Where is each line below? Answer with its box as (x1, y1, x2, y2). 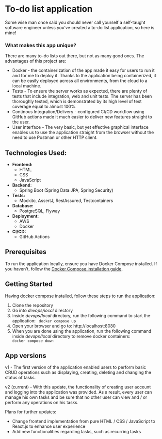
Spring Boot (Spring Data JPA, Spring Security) (19, 187, 113, 193)
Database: (12, 203, 34, 209)
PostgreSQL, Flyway (19, 208, 60, 214)
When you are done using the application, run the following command (12, 328, 152, 334)
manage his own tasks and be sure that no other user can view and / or (5, 394, 147, 400)
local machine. (12, 83, 42, 89)
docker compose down (12, 338, 54, 343)
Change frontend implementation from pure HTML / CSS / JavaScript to (12, 419, 155, 424)
